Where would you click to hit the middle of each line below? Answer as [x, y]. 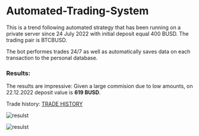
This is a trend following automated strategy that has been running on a [94, 27]
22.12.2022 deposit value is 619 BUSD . [53, 93]
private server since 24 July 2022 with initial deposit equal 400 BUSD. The [97, 33]
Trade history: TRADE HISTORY [45, 104]
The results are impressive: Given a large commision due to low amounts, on [99, 86]
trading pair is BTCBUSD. [37, 40]
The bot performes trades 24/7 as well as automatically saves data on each [98, 51]
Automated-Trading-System [78, 11]
